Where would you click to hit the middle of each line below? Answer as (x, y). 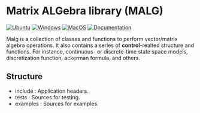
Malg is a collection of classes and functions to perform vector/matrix (92, 39)
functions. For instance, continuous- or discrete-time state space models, (97, 51)
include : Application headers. (51, 91)
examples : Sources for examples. (57, 103)
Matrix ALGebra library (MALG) (85, 11)
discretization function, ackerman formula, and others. (73, 58)
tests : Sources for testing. (47, 97)
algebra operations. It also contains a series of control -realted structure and (100, 45)
